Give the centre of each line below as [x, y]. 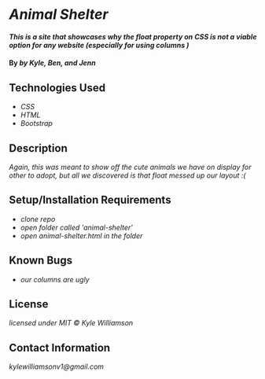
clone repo [38, 219]
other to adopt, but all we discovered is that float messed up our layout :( [127, 175]
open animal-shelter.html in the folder [81, 235]
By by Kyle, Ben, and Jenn [53, 63]
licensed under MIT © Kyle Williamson [71, 323]
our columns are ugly [55, 279]
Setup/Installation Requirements [90, 200]
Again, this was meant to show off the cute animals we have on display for [130, 167]
